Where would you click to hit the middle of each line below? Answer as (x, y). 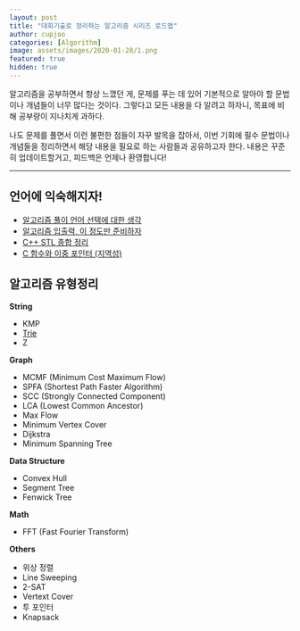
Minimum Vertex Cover (64, 424)
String (21, 306)
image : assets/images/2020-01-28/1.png (83, 51)
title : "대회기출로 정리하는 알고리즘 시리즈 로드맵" (93, 26)
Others (22, 549)
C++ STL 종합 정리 (55, 242)
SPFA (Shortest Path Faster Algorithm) (92, 386)
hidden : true (33, 68)
